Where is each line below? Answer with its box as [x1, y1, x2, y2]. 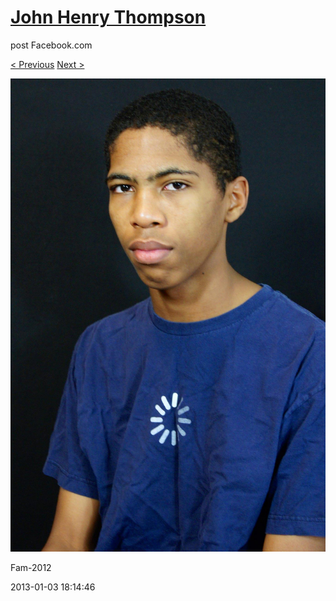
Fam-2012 [10, 561, 52, 573]
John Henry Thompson [10, 6, 207, 29]
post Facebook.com [10, 39, 93, 51]
